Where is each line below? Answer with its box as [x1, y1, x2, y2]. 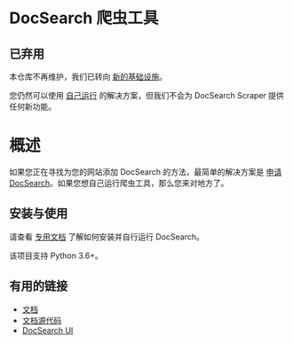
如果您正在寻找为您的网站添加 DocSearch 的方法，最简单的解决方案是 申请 [9, 166, 282, 177]
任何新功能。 [9, 101, 56, 112]
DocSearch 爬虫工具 [9, 8, 159, 28]
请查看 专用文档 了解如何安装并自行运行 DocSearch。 [9, 231, 204, 242]
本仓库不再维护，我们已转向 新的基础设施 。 [9, 72, 167, 82]
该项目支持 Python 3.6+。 [9, 250, 104, 261]
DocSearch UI [21, 324, 74, 335]
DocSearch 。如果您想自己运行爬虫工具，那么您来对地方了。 [9, 177, 229, 188]
